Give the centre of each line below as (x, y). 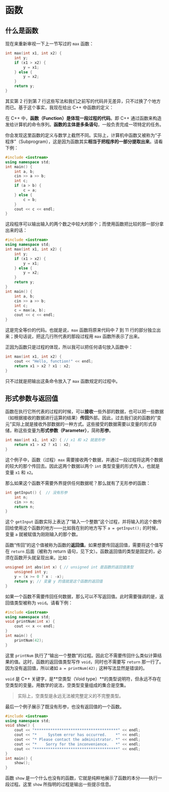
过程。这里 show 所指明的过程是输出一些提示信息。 (62, 784)
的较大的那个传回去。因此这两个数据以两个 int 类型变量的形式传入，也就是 (82, 466)
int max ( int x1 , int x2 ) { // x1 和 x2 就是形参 (55, 440)
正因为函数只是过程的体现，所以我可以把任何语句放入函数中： (69, 347)
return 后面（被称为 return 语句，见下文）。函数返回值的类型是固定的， (84, 552)
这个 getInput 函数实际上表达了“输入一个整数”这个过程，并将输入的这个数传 (83, 522)
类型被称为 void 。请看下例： (43, 603)
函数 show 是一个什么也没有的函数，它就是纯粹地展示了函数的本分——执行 (81, 778)
